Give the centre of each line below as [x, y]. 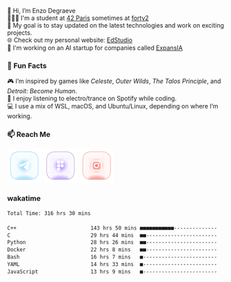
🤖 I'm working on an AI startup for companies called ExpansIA [95, 48]
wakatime [24, 198]
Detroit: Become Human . [42, 91]
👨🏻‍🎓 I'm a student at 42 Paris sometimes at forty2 [78, 18]
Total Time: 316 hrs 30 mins [49, 213]
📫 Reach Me [29, 135]
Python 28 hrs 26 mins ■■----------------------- [112, 243]
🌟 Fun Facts [27, 66]
